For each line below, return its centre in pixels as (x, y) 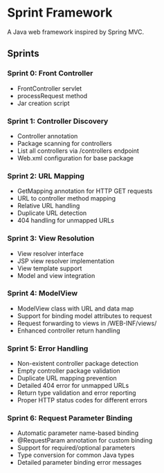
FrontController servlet (49, 89)
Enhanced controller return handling (69, 331)
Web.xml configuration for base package (75, 158)
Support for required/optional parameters (76, 448)
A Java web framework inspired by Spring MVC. (75, 32)
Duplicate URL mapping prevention (67, 378)
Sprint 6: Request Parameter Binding (70, 418)
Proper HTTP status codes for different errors (82, 400)
